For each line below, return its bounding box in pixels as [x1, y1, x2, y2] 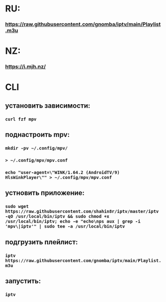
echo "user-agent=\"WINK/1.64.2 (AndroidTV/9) [5, 169, 120, 175]
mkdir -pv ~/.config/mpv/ [5, 146, 68, 151]
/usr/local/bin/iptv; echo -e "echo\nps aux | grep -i [5, 219, 141, 224]
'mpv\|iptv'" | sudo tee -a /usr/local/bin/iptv [5, 224, 125, 229]
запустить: [5, 277, 41, 285]
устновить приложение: [5, 189, 85, 197]
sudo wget [5, 204, 29, 209]
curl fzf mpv [5, 116, 37, 122]
